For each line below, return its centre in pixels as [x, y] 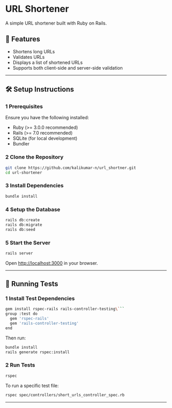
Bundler [21, 144]
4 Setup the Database [33, 209]
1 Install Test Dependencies [40, 298]
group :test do [21, 314]
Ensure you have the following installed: [47, 118]
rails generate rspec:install [38, 352]
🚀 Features [23, 39]
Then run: [16, 338]
